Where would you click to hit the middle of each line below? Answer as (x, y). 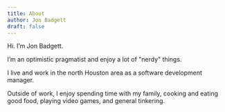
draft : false (26, 26)
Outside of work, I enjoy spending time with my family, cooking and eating (113, 93)
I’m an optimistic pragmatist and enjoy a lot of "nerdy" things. (94, 59)
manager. (21, 80)
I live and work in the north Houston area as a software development (105, 73)
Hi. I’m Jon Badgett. (35, 46)
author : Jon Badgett (37, 20)
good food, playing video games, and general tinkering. (86, 101)
